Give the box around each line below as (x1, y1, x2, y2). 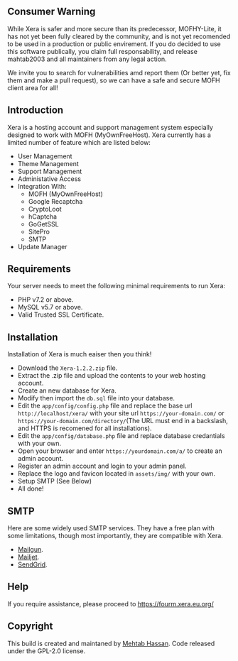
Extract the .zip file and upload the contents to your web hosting (17, 371, 206, 380)
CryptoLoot (28, 204, 62, 213)
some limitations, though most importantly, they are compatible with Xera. (7, 532, 224, 540)
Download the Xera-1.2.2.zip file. (17, 364, 118, 372)
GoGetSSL (28, 219, 59, 228)
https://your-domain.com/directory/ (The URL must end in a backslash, (17, 417, 229, 425)
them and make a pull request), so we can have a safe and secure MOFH (7, 76, 220, 84)
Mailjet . (17, 553, 40, 562)
